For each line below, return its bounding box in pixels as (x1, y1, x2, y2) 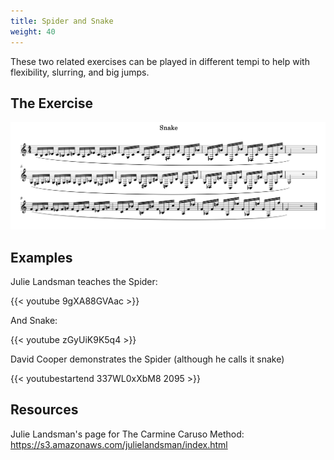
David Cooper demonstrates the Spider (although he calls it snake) (10, 353, 285, 365)
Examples (10, 249, 73, 266)
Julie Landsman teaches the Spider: (10, 276, 158, 288)
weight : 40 (10, 26, 56, 37)
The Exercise (10, 95, 93, 112)
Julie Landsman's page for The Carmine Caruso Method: (10, 428, 245, 440)
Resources (10, 401, 79, 419)
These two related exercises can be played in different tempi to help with (10, 55, 310, 67)
